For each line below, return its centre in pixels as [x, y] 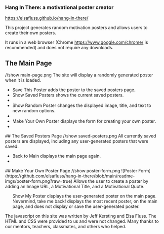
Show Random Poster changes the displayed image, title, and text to [82, 105]
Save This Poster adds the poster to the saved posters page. [74, 90]
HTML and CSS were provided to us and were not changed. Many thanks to [82, 221]
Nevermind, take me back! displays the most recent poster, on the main [85, 201]
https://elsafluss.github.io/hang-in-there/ [47, 18]
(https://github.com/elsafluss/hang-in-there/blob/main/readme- [70, 176]
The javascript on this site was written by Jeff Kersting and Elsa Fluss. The [81, 216]
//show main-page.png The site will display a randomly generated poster [79, 75]
